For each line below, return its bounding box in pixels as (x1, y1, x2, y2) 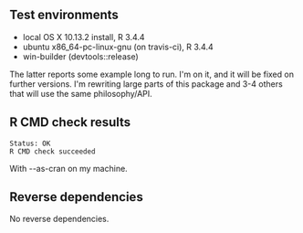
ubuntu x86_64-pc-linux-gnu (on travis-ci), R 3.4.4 (22, 41, 214, 52)
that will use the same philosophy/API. (9, 88, 152, 99)
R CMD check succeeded (9, 146, 96, 156)
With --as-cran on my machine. (9, 163, 128, 174)
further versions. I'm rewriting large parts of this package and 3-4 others (9, 78, 283, 90)
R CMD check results (9, 114, 131, 131)
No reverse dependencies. (9, 214, 110, 225)
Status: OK (9, 139, 51, 148)
